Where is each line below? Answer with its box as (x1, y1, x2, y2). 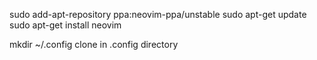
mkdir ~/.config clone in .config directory (9, 39, 179, 50)
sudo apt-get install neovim (9, 19, 122, 31)
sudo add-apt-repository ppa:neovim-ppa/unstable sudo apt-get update (9, 9, 307, 20)
